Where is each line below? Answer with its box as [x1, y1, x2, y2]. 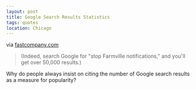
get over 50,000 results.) [20, 59, 82, 66]
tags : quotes [6, 19, 39, 25]
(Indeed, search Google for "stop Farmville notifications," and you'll [20, 52, 186, 60]
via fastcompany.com [6, 41, 59, 48]
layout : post [6, 8, 39, 15]
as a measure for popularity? [6, 77, 77, 84]
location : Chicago [6, 25, 52, 31]
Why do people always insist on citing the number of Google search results [6, 70, 190, 77]
